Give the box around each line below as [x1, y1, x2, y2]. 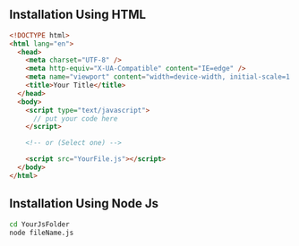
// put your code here [32, 114, 118, 123]
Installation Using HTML [9, 7, 146, 22]
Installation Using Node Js [9, 196, 159, 211]
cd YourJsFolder [9, 219, 70, 229]
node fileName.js [9, 228, 74, 237]
